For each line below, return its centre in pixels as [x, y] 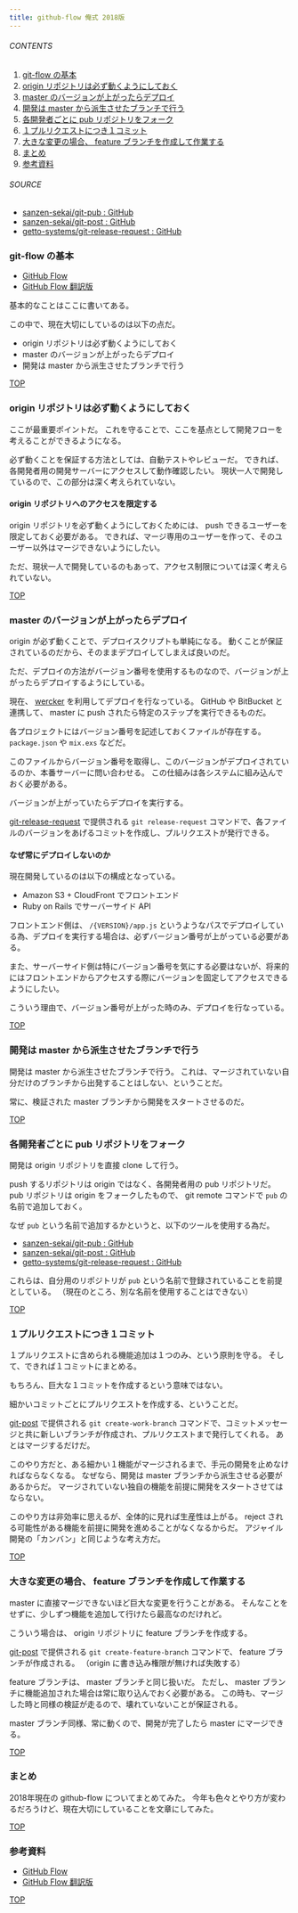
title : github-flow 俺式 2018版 [67, 17]
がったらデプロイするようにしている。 [79, 683]
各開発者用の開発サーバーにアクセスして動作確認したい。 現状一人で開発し [146, 470]
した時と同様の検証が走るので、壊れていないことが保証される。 [126, 1704]
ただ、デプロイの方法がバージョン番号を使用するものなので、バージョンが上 [149, 671]
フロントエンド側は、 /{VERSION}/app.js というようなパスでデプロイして [143, 925]
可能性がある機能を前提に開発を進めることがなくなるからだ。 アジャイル [150, 1528]
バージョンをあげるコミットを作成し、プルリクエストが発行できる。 [149, 833]
